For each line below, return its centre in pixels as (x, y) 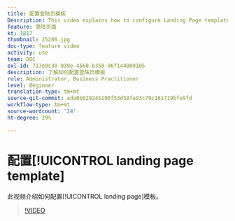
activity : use (28, 53)
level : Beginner (31, 85)
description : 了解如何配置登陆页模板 (56, 72)
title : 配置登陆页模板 (37, 14)
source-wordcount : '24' (42, 111)
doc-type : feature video (43, 46)
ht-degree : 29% (29, 117)
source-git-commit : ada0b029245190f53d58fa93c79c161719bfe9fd (100, 99)
